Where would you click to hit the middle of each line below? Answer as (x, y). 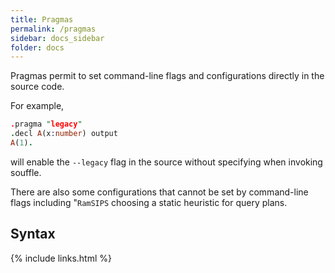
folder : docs (37, 47)
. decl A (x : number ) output (64, 134)
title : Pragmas (42, 19)
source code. (37, 87)
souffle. (26, 172)
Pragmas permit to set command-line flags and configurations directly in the (167, 76)
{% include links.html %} (61, 258)
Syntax (33, 234)
